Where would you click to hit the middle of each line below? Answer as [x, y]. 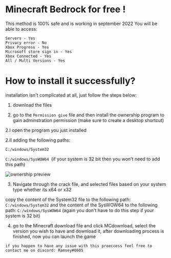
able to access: [21, 29]
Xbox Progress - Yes [27, 47]
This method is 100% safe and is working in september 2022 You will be [81, 24]
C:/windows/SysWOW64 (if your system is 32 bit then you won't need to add [83, 159]
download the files [32, 105]
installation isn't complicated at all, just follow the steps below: [71, 95]
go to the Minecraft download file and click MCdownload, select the [84, 225]
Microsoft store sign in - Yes [39, 52]
